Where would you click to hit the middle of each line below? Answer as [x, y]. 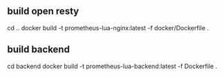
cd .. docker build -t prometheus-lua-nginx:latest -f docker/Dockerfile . [108, 27]
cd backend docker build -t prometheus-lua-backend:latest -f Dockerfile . [112, 66]
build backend [39, 50]
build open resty [43, 11]
